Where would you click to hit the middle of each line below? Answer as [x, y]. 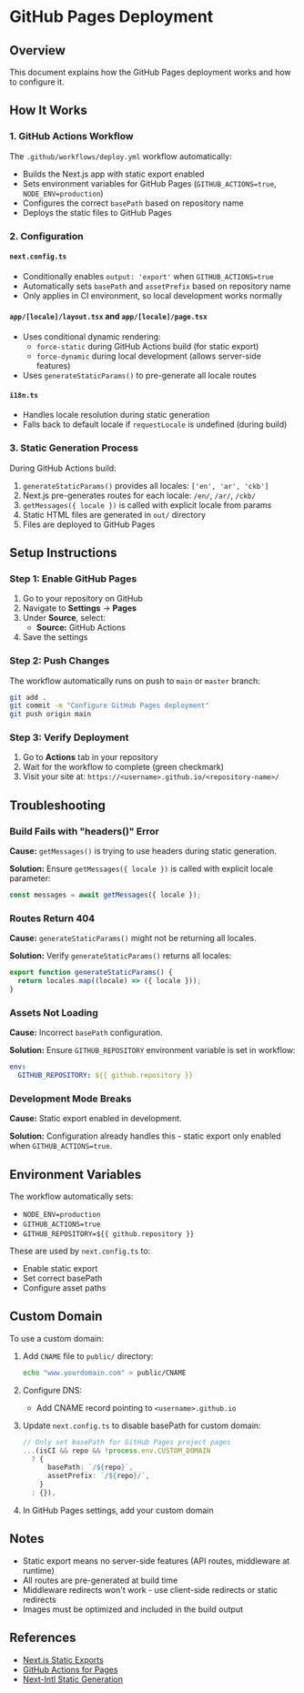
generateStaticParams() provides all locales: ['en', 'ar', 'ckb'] [146, 485]
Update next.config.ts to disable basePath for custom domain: [142, 1425]
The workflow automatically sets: [71, 1196]
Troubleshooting [58, 805]
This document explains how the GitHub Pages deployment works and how [150, 72]
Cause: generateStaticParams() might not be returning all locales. [133, 938]
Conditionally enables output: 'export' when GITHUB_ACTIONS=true [148, 276]
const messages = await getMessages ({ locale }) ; [106, 895]
